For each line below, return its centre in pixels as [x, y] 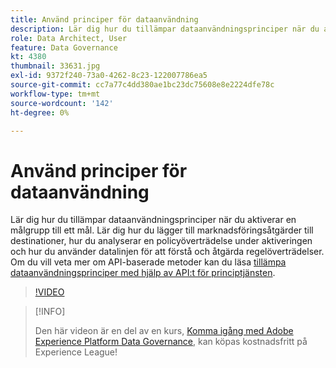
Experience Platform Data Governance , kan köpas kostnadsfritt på [171, 342]
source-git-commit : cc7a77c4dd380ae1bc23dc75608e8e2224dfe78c [142, 85]
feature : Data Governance [64, 47]
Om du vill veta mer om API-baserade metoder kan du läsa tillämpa [148, 262]
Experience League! [76, 352]
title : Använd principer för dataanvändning [104, 19]
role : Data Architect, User [69, 38]
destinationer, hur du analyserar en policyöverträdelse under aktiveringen [161, 241]
